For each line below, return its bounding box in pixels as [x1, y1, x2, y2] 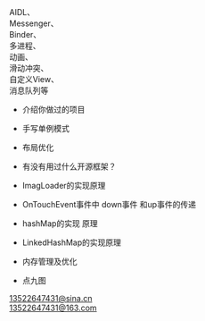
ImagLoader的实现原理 [21, 181, 106, 190]
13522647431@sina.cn [9, 293, 93, 303]
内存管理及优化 [21, 257, 78, 266]
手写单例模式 [21, 123, 70, 133]
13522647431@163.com [9, 302, 97, 313]
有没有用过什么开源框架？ [21, 161, 117, 172]
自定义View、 [9, 74, 60, 84]
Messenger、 [9, 18, 60, 29]
